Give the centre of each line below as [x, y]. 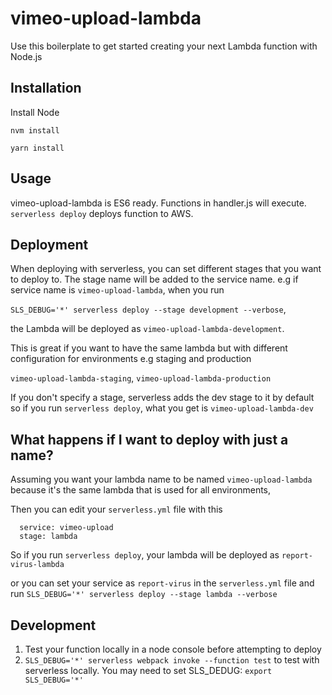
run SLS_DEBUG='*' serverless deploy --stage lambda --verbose [144, 594]
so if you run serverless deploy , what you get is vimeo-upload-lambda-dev [162, 408]
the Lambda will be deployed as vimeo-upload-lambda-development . [147, 329]
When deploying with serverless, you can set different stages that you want [166, 269]
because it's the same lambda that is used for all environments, [141, 490]
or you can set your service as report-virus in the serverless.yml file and [162, 583]
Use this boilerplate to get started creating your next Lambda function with [164, 46]
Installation [46, 88]
